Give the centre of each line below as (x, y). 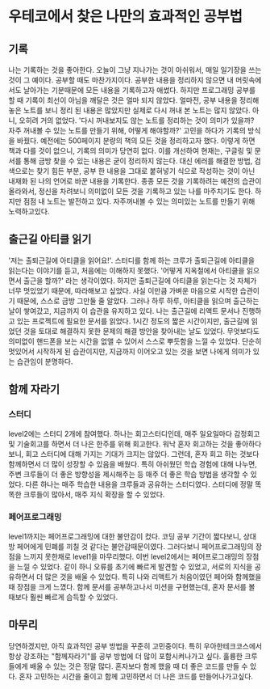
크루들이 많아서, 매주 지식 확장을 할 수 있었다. (94, 494)
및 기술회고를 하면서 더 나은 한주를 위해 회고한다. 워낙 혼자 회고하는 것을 (121, 444)
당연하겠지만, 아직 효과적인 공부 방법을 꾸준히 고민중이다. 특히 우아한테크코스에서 (135, 646)
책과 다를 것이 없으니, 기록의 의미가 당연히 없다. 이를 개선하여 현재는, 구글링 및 (131, 151)
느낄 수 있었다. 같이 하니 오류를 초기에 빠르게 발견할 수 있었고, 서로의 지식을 (135, 566)
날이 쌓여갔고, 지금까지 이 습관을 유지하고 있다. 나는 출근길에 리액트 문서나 (124, 311)
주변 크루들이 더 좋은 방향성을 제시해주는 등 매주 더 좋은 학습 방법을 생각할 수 (129, 474)
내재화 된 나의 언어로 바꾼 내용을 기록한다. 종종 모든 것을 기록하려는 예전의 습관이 (135, 181)
